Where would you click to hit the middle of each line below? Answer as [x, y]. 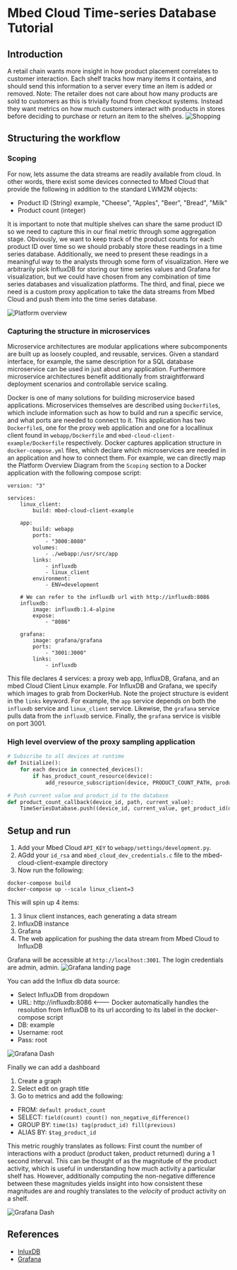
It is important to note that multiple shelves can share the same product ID [115, 223]
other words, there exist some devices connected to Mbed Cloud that [108, 181]
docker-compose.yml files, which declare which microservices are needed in [117, 450]
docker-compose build [39, 883]
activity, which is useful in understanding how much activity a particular [111, 1169]
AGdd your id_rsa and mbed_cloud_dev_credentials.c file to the [109, 855]
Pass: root [32, 1040]
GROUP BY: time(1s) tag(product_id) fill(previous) [97, 1125]
